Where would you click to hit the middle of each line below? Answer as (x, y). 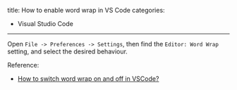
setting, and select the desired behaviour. (68, 51)
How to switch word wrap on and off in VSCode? (88, 79)
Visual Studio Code (45, 24)
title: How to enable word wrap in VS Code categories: (86, 10)
